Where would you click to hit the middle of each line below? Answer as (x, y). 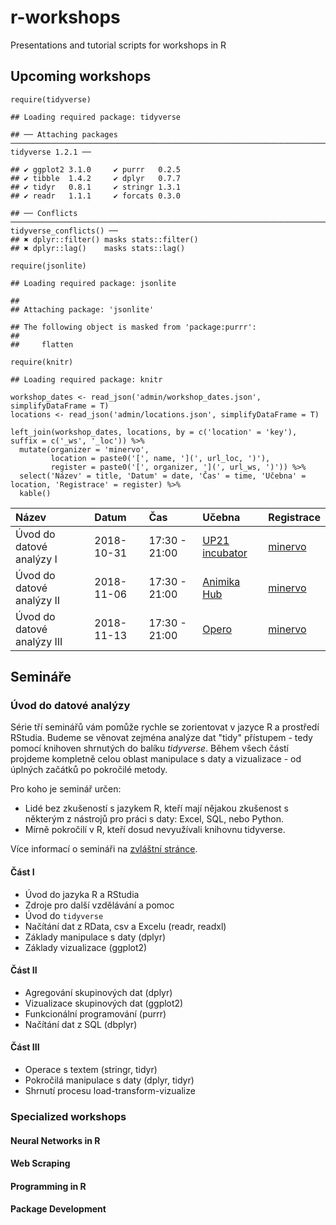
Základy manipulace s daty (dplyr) (95, 937)
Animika (221, 581)
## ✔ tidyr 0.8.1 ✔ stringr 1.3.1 (96, 187)
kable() (35, 493)
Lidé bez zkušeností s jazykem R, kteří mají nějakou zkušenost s (156, 808)
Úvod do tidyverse (64, 915)
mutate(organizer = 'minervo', (84, 449)
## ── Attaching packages (64, 134)
